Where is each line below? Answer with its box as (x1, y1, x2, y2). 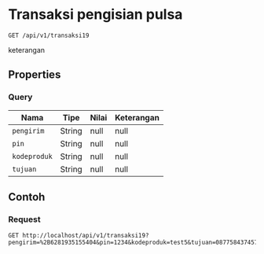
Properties (8, 68, 61, 82)
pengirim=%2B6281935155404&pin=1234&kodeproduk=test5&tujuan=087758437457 (8, 238, 258, 247)
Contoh (8, 190, 46, 204)
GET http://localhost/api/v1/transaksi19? (8, 232, 149, 240)
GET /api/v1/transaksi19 (8, 31, 90, 39)
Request (8, 214, 41, 225)
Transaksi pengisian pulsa (8, 6, 183, 24)
